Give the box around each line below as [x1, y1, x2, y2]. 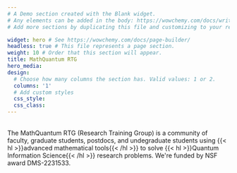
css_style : [13, 95, 46, 102]
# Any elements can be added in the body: [7, 17, 134, 24]
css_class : [13, 102, 46, 109]
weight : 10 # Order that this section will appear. [7, 49, 162, 56]
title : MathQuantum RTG [7, 56, 78, 64]
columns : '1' [13, 82, 52, 89]
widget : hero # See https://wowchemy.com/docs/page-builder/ [7, 36, 191, 43]
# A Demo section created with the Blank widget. [7, 10, 157, 18]
